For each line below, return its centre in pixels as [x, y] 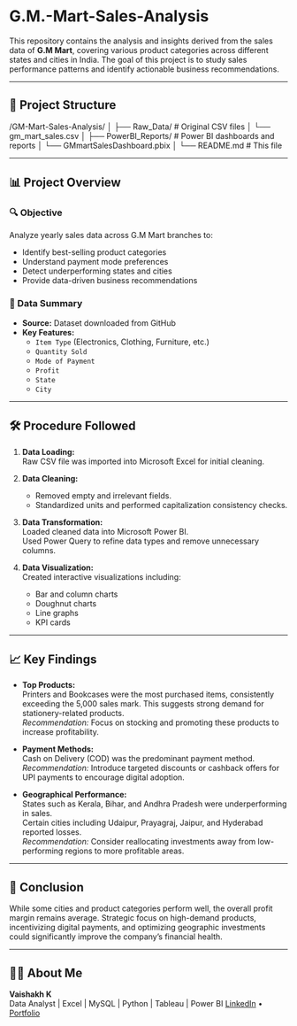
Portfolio [25, 1013]
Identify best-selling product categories [94, 252]
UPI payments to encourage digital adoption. [103, 777]
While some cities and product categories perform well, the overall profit [141, 908]
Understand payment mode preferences [95, 262]
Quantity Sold [61, 351]
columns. [38, 550]
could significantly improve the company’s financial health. [116, 937]
